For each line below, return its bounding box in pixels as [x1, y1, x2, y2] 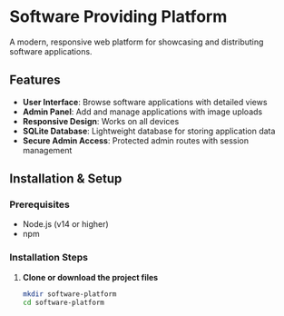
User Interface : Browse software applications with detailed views [22, 96, 268, 107]
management [22, 144, 73, 155]
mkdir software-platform [22, 289, 117, 299]
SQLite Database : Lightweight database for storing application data [22, 125, 276, 136]
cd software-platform [22, 298, 104, 307]
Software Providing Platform [9, 6, 228, 27]
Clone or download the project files [22, 272, 159, 282]
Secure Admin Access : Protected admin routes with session [22, 134, 250, 146]
